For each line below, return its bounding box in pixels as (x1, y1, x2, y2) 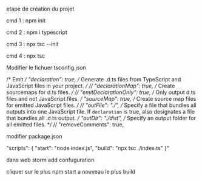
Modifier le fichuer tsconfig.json (6, 64, 87, 71)
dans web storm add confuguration (6, 156, 95, 163)
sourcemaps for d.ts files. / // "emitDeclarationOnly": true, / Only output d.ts (6, 89, 196, 96)
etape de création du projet (6, 5, 75, 12)
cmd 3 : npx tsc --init (6, 41, 59, 47)
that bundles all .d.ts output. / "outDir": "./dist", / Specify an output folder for (6, 115, 196, 121)
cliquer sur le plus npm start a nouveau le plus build (6, 168, 135, 175)
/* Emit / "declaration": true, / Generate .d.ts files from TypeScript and (6, 76, 181, 83)
